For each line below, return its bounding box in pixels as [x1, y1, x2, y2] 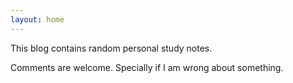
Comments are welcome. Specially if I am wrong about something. [10, 61, 284, 73]
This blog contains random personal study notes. [10, 42, 213, 54]
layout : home [10, 14, 65, 25]
